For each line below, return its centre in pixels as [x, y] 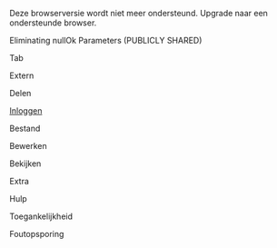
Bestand [25, 128]
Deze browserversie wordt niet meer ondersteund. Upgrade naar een [138, 13]
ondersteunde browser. [53, 23]
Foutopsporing [37, 234]
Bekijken [25, 164]
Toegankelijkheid [41, 216]
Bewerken [28, 146]
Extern [22, 75]
